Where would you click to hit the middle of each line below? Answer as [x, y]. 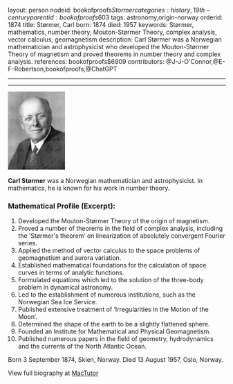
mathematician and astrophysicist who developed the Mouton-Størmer [109, 47]
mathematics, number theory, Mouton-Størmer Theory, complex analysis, [112, 32]
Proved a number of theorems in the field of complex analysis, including [120, 229]
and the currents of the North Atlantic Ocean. [82, 347]
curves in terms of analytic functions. [71, 272]
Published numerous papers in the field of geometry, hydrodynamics [115, 339]
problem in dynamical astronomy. [65, 288]
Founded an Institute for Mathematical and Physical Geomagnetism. [114, 331]
